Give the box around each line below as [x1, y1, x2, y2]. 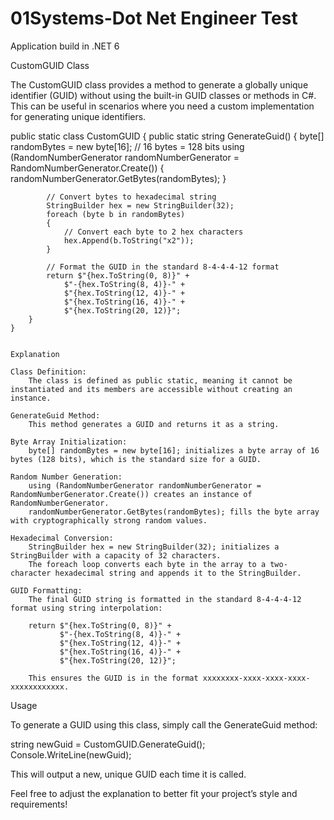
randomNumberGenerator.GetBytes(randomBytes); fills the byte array [28, 507, 320, 517]
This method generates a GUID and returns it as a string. [28, 419, 280, 429]
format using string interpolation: [10, 603, 163, 613]
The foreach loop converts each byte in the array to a [28, 559, 267, 569]
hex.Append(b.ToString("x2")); [63, 235, 195, 246]
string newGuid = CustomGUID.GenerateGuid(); [10, 738, 206, 750]
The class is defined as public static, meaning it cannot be [28, 375, 293, 386]
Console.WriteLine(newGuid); [10, 748, 132, 761]
